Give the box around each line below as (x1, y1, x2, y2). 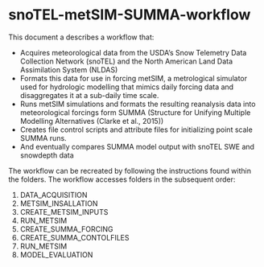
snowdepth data (19, 150, 74, 160)
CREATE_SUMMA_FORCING (19, 224, 113, 234)
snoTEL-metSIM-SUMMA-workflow (8, 6, 251, 24)
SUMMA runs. (19, 133, 67, 142)
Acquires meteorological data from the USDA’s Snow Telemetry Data (19, 47, 247, 57)
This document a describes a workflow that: (8, 32, 155, 42)
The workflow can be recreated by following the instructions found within (8, 166, 252, 175)
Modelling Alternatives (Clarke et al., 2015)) (19, 116, 164, 125)
